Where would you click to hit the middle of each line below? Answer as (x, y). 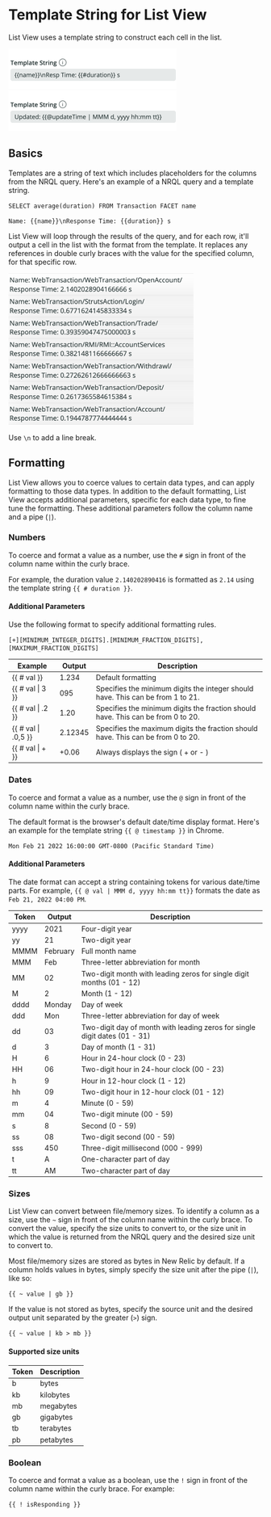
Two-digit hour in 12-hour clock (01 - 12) (152, 1091)
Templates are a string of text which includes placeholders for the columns (133, 173)
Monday (58, 1005)
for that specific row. (43, 262)
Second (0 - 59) (109, 1125)
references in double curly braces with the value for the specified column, (131, 253)
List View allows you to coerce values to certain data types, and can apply (132, 482)
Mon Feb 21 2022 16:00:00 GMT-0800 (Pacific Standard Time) (112, 846)
